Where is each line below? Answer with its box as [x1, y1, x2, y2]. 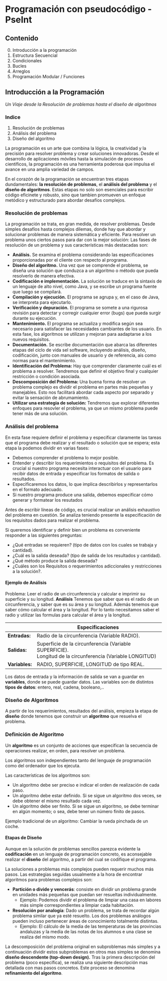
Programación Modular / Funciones [12, 74, 85, 79]
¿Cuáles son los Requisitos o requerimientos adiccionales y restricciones [12, 563, 162, 569]
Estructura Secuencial [12, 52, 58, 58]
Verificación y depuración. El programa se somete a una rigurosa [12, 305, 148, 311]
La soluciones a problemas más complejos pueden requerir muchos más [5, 866, 154, 872]
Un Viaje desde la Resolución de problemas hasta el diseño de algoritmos [5, 101, 157, 107]
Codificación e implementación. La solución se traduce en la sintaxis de [12, 278, 162, 284]
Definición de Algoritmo [5, 731, 64, 738]
